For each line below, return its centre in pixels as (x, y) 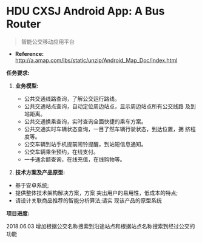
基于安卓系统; (32, 185)
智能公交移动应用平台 (48, 41)
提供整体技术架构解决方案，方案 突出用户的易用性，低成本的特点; (96, 193)
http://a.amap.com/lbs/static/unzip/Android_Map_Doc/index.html (96, 60)
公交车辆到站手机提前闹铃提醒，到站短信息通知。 (85, 144)
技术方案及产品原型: (40, 172)
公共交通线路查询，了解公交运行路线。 (72, 98)
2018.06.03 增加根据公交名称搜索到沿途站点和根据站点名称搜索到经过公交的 (101, 226)
